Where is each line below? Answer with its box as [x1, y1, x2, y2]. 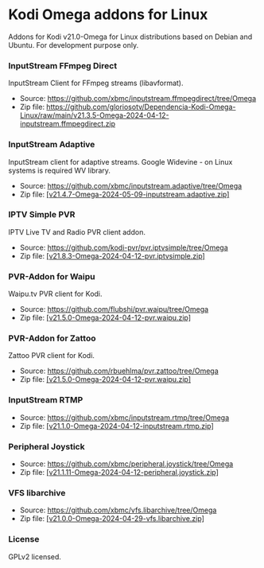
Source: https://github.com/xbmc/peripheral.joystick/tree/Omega [19, 459, 234, 469]
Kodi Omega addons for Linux [8, 6, 208, 24]
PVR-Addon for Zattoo [8, 333, 97, 344]
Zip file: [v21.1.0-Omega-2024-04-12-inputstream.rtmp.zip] [19, 421, 214, 430]
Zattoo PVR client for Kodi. [8, 351, 95, 360]
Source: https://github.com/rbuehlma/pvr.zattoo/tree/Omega [19, 366, 219, 375]
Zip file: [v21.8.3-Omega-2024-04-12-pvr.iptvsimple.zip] [19, 251, 205, 260]
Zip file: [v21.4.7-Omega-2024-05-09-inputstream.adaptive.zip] [19, 189, 230, 199]
